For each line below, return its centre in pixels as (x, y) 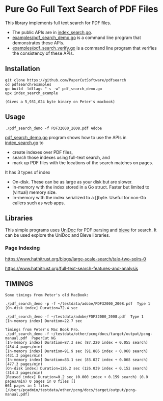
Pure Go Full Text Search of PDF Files (82, 9)
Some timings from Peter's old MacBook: (47, 295)
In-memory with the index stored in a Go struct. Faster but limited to (81, 187)
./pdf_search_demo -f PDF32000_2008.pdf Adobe (54, 128)
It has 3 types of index (28, 172)
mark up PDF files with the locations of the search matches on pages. (82, 163)
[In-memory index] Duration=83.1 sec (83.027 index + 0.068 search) (77, 360)
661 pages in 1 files (27, 386)
